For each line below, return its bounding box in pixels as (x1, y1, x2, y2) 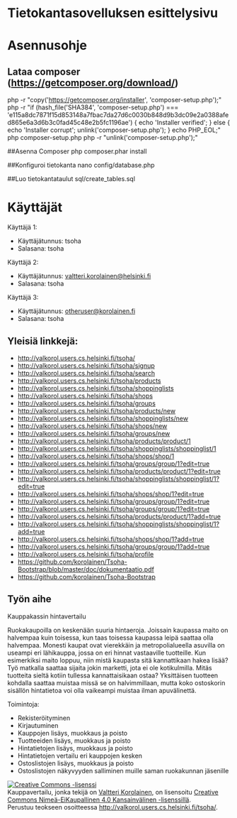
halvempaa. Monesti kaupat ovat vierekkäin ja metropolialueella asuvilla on (7, 640, 225, 649)
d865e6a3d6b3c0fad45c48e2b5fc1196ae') (7, 119, 133, 127)
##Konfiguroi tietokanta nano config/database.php (7, 161, 155, 170)
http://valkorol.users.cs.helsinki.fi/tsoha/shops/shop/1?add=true (17, 535, 204, 543)
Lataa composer (7, 65, 81, 77)
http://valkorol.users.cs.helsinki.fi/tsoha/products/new (17, 406, 175, 415)
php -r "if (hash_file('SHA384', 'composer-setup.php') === (7, 103, 179, 111)
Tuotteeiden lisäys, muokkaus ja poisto (17, 736, 131, 745)
